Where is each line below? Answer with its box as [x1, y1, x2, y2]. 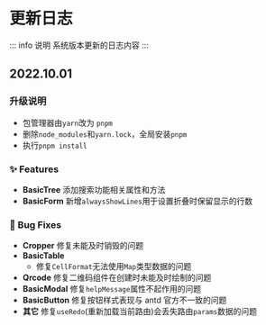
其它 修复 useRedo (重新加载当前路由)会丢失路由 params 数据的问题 [22, 306, 258, 317]
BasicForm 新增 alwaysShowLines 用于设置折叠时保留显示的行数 [22, 195, 253, 206]
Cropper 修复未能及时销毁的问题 [22, 240, 144, 251]
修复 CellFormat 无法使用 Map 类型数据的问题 [35, 261, 192, 272]
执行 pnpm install [22, 140, 87, 150]
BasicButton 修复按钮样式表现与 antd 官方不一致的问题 [22, 294, 227, 306]
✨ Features [9, 163, 60, 176]
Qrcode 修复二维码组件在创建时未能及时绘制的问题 [22, 272, 212, 284]
